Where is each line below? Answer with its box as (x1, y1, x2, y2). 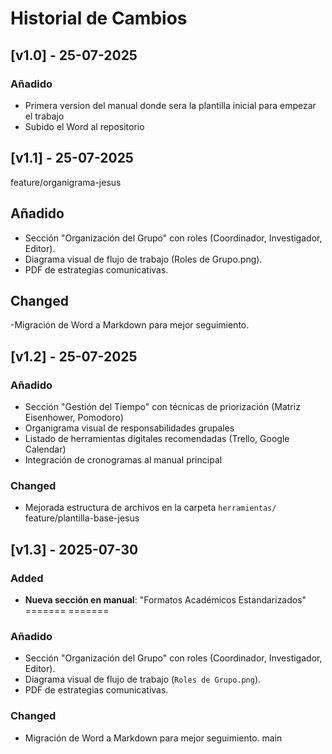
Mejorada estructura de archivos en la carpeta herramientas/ (24, 502, 277, 514)
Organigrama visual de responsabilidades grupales (24, 422, 235, 434)
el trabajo (24, 110, 65, 122)
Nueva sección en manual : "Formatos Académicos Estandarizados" (24, 593, 307, 606)
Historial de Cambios (10, 7, 188, 30)
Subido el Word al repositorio (24, 120, 145, 132)
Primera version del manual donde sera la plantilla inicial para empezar (24, 99, 317, 111)
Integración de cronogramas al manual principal (24, 454, 223, 466)
